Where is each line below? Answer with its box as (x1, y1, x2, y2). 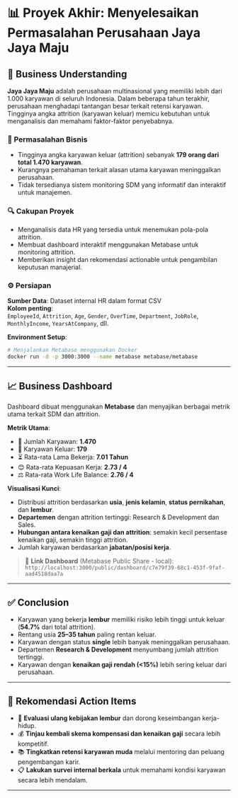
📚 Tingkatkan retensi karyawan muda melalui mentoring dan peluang (17, 748, 225, 756)
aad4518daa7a (24, 571, 64, 578)
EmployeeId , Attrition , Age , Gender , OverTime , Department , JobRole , (7, 312, 199, 320)
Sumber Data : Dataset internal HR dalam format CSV (7, 296, 161, 304)
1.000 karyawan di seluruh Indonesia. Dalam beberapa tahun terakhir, (7, 94, 210, 103)
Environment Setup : (7, 333, 67, 341)
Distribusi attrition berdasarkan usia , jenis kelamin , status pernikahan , (17, 498, 225, 506)
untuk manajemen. (17, 188, 72, 197)
